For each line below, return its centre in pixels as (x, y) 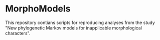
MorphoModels (38, 9)
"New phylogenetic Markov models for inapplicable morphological (73, 27)
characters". (18, 33)
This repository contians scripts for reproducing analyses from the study (80, 22)
